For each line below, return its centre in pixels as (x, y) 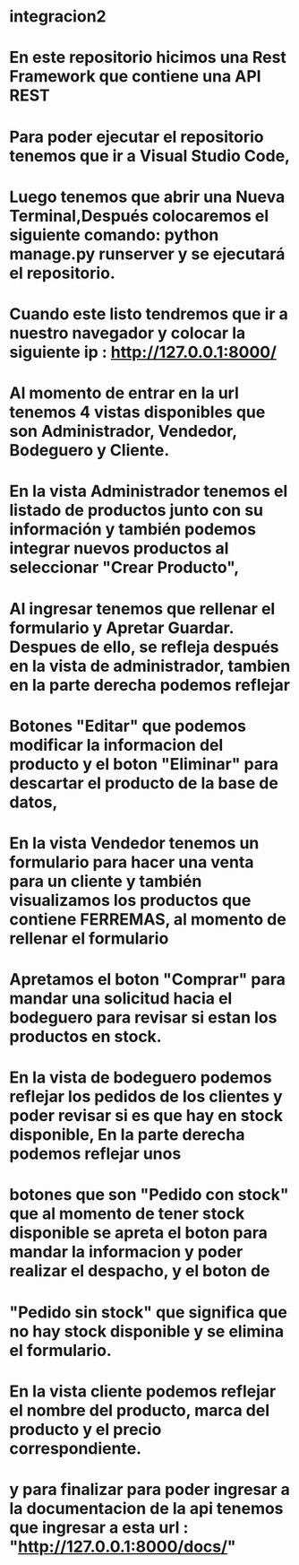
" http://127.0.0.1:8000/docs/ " (123, 1547)
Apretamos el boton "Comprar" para (148, 980)
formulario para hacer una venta (132, 862)
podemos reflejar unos (95, 1154)
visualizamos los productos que (130, 900)
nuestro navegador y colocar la (128, 333)
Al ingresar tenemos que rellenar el (142, 609)
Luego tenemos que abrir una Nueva (147, 197)
